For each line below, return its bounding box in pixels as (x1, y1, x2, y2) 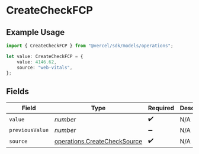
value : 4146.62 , (17, 59, 57, 65)
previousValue (9, 127, 49, 134)
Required (147, 104, 175, 113)
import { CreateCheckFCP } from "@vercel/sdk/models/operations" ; (6, 43, 174, 49)
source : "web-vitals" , (17, 65, 73, 70)
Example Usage (6, 27, 65, 37)
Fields (6, 86, 30, 97)
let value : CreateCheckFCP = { (6, 53, 84, 59)
